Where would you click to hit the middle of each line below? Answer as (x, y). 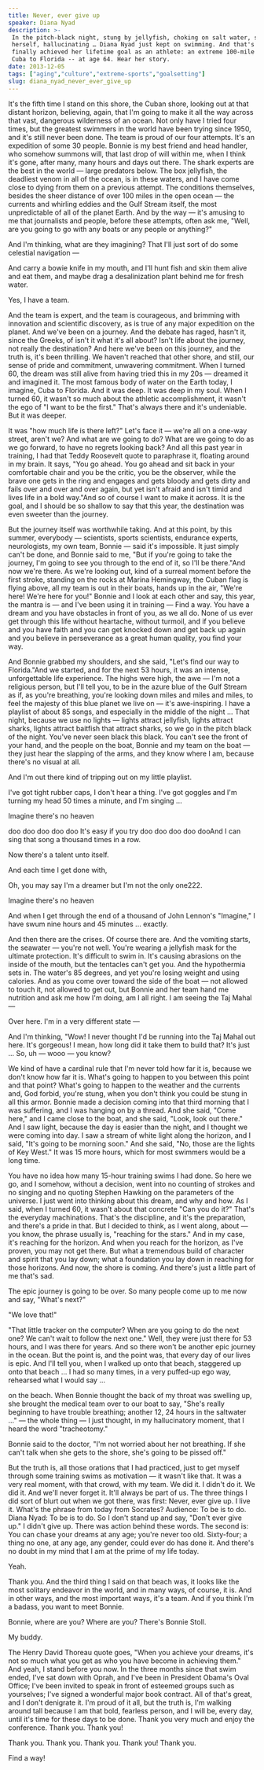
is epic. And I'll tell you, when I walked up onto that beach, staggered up (125, 1363)
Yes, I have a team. (38, 300)
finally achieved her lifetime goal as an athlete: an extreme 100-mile (133, 52)
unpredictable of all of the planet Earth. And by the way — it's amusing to (126, 212)
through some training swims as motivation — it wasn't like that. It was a (125, 1476)
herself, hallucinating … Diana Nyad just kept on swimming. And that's (133, 45)
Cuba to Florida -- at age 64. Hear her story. (91, 60)
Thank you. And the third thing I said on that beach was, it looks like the (124, 1581)
